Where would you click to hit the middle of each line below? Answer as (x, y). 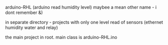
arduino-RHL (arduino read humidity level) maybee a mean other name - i (81, 7)
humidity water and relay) (32, 27)
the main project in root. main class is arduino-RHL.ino (61, 37)
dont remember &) (24, 12)
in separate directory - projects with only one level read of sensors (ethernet (84, 22)
